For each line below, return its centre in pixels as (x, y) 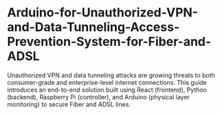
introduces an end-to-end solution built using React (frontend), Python (107, 90)
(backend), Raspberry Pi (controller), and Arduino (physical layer (99, 97)
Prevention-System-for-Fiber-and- (109, 42)
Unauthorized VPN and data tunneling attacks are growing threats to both (111, 75)
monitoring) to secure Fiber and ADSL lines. (69, 104)
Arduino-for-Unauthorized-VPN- (102, 13)
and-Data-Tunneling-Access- (93, 27)
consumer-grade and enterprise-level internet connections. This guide (107, 82)
